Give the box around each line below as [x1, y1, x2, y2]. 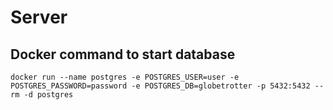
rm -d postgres [10, 90, 74, 100]
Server [10, 6, 68, 29]
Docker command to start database [10, 46, 236, 63]
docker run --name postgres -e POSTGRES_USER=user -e [10, 72, 240, 82]
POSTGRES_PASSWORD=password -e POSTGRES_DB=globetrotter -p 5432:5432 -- [10, 81, 325, 91]
